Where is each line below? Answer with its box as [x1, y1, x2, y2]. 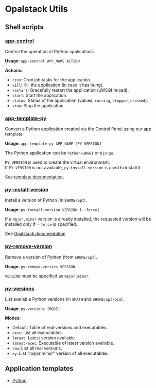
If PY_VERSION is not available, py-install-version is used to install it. [5, 165, 142, 171]
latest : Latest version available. [12, 335, 76, 341]
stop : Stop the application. [12, 102, 65, 108]
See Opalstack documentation [5, 231, 66, 237]
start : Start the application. [12, 92, 68, 98]
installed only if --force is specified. [5, 221, 78, 227]
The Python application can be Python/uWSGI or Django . [5, 150, 115, 156]
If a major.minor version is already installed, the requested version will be [5, 216, 152, 222]
